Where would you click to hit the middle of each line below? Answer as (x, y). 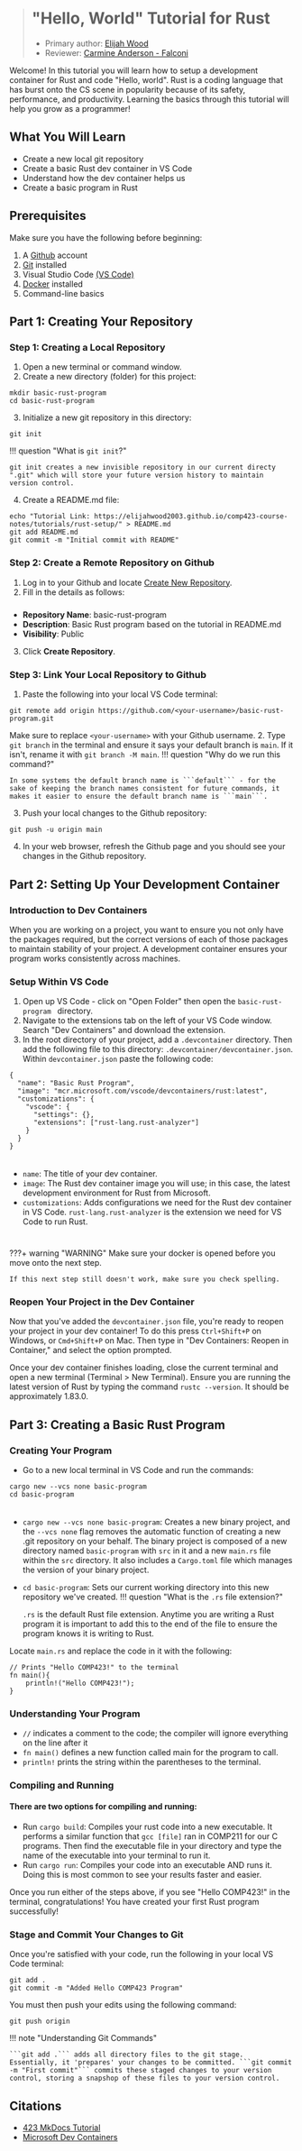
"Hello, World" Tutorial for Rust (151, 18)
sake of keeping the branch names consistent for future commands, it (145, 789)
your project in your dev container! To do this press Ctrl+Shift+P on (135, 1331)
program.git (32, 719)
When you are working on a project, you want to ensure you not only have (146, 929)
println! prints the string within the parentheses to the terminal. (142, 1762)
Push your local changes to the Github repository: (114, 813)
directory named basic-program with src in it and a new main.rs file (146, 1551)
